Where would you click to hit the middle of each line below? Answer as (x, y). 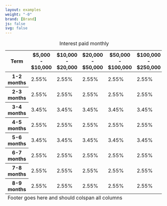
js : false (15, 24)
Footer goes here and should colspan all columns (65, 198)
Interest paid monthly (84, 44)
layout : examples (23, 10)
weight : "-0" (19, 14)
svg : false (16, 28)
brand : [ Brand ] (21, 19)
